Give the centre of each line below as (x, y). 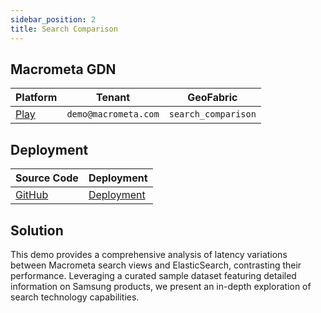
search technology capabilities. (75, 297)
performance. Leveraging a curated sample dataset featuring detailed (153, 275)
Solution (37, 230)
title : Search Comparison (64, 29)
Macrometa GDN (63, 69)
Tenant (113, 98)
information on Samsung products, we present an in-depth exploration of (161, 286)
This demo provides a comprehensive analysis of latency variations (149, 254)
